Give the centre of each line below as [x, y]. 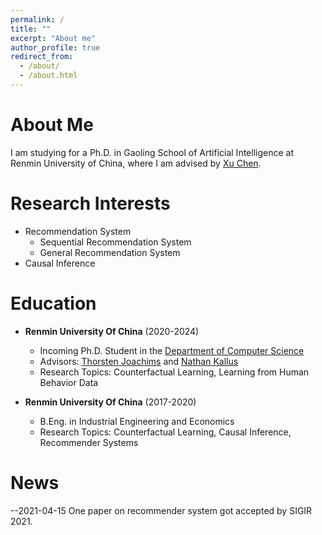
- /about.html [48, 76]
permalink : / [37, 19]
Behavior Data [69, 382]
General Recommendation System [110, 252]
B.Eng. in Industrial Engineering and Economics [137, 421]
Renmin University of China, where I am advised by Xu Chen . [136, 163]
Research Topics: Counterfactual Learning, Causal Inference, [165, 432]
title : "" [31, 29]
